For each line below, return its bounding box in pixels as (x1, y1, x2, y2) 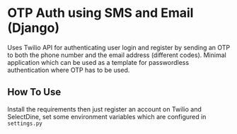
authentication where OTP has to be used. (7, 66, 130, 74)
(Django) (7, 20, 60, 36)
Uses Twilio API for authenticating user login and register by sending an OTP (7, 43, 231, 51)
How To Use (7, 86, 62, 98)
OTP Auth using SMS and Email (7, 5, 194, 21)
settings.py (7, 120, 42, 127)
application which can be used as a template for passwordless (7, 58, 190, 66)
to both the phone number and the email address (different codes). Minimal (7, 51, 226, 59)
